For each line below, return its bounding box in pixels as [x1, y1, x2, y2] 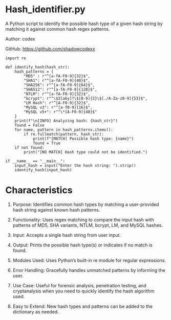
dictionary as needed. [12, 308, 59, 315]
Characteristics [5, 185, 73, 196]
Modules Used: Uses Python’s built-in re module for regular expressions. [12, 257, 166, 263]
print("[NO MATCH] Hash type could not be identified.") [24, 149, 147, 154]
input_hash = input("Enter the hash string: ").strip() [14, 163, 137, 168]
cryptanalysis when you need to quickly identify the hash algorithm [12, 288, 155, 294]
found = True [32, 141, 60, 146]
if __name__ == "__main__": [5, 158, 66, 164]
